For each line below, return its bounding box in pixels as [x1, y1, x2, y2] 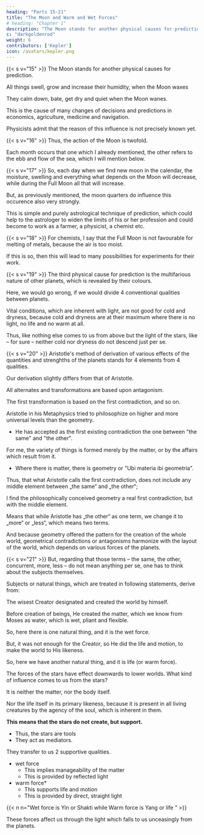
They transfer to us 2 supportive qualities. [6, 748, 111, 756]
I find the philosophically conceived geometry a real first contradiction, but [6, 494, 193, 501]
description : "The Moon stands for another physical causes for [6, 25, 172, 32]
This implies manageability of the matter [24, 766, 125, 774]
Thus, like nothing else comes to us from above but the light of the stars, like [6, 331, 198, 339]
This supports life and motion [24, 785, 98, 793]
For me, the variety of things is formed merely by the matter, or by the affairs [6, 446, 198, 453]
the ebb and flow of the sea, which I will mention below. [6, 155, 146, 162]
